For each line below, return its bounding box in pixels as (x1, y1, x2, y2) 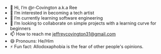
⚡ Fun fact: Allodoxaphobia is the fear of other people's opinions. (9, 44, 144, 49)
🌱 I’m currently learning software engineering (9, 15, 103, 21)
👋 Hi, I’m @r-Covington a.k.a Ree (9, 5, 77, 10)
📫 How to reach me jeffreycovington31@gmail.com (9, 31, 116, 37)
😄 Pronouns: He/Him (9, 38, 54, 44)
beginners (9, 26, 31, 31)
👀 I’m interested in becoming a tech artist (9, 10, 95, 16)
